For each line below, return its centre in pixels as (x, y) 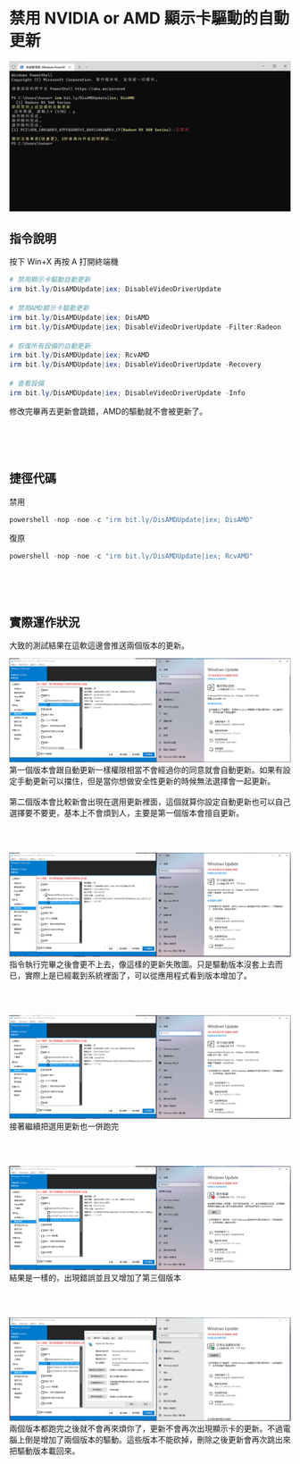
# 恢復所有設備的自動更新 (50, 346)
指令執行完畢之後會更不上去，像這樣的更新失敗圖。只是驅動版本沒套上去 (142, 964)
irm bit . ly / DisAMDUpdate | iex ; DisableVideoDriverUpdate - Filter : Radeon (145, 327)
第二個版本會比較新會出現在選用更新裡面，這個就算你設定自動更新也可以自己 (150, 802)
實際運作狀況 (45, 622)
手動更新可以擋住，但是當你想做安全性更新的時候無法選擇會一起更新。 (146, 781)
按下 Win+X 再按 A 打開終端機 (64, 262)
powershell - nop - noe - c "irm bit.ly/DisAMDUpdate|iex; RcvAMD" (131, 556)
